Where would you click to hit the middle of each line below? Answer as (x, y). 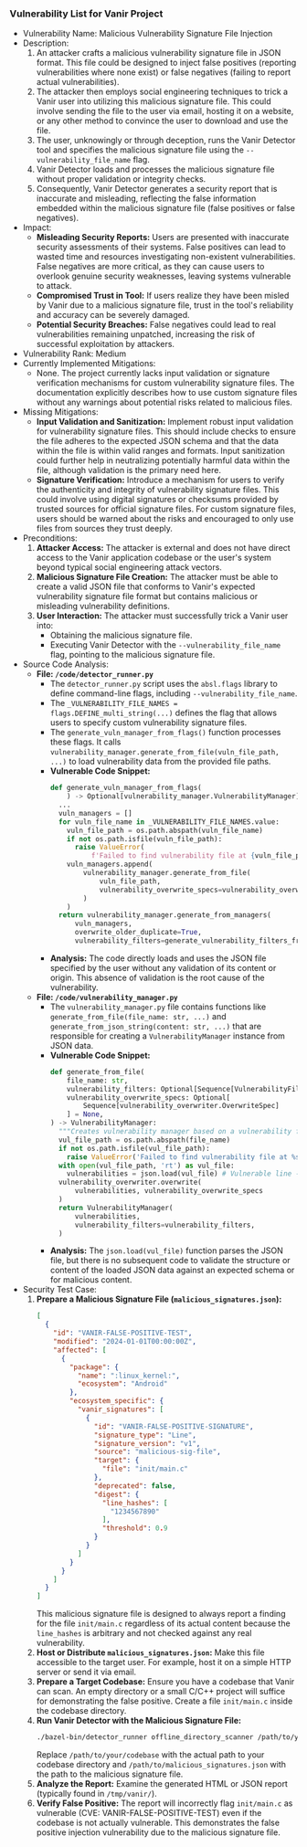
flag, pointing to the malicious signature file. (132, 655)
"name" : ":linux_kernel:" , (129, 1376)
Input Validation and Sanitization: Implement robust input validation (165, 422)
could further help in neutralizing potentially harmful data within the (163, 460)
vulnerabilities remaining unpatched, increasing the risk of (146, 334)
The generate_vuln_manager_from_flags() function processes (165, 733)
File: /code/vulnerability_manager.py (107, 997)
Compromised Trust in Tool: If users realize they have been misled (163, 296)
